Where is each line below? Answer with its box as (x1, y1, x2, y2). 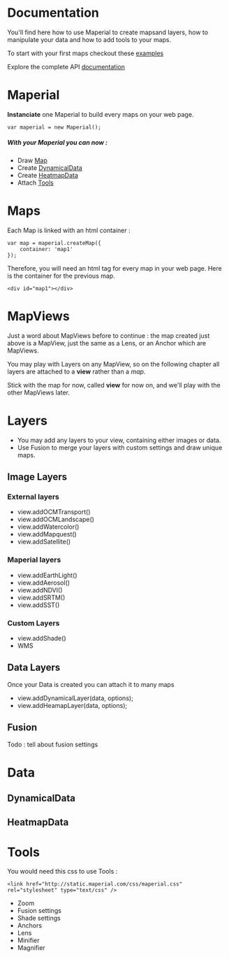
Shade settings (17, 914, 61, 923)
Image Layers (7, 471, 68, 483)
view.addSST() (17, 600, 60, 609)
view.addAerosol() (17, 578, 71, 587)
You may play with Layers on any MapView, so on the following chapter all (7, 360, 220, 368)
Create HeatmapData (17, 171, 79, 179)
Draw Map (17, 156, 47, 164)
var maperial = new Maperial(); (7, 124, 101, 131)
